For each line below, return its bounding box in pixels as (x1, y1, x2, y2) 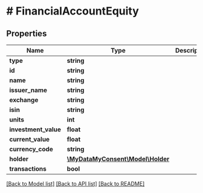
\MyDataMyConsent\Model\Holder (66, 155, 170, 163)
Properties (6, 28, 47, 39)
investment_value (9, 125, 62, 134)
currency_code (9, 145, 53, 153)
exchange (9, 96, 39, 104)
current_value (9, 135, 50, 143)
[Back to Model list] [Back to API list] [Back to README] (6, 180, 145, 187)
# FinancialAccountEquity (6, 4, 139, 18)
